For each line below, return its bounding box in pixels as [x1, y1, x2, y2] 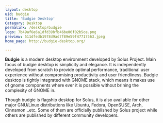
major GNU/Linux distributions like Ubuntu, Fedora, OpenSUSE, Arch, [5, 102, 143, 107]
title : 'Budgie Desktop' [5, 16, 55, 21]
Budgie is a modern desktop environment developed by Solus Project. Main [5, 56, 156, 62]
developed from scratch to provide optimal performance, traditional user [5, 67, 150, 72]
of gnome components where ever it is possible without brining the [5, 82, 139, 88]
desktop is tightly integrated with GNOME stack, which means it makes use [5, 77, 155, 83]
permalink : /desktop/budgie [5, 25, 62, 30]
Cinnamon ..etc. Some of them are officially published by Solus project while [5, 107, 158, 113]
